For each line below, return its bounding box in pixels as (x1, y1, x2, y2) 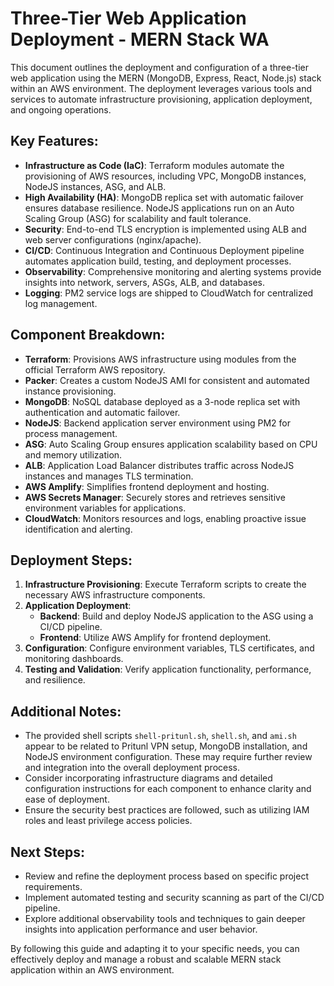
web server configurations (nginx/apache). (24, 233, 202, 246)
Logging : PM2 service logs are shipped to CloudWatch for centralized (24, 287, 314, 299)
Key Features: (10, 133, 99, 150)
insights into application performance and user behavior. (24, 923, 258, 935)
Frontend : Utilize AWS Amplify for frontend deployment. (39, 632, 272, 644)
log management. (24, 297, 98, 309)
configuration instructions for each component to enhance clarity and (24, 783, 312, 795)
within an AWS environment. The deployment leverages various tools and (10, 82, 313, 94)
